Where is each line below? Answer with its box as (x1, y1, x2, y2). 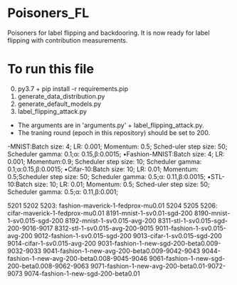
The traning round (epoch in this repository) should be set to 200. (17, 128, 211, 136)
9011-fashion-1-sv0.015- (155, 224, 226, 232)
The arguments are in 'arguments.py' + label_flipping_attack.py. (17, 121, 204, 129)
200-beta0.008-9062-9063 (7, 262, 89, 270)
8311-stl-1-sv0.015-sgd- (157, 216, 228, 225)
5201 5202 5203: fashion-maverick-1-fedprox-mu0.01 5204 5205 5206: (7, 201, 218, 210)
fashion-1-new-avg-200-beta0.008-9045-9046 (7, 254, 148, 262)
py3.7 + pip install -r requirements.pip (17, 84, 129, 93)
